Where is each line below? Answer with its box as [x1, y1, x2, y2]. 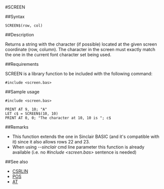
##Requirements [5, 61, 39, 67]
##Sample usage [5, 89, 40, 95]
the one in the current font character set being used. [5, 52, 112, 57]
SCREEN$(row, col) [5, 23, 43, 28]
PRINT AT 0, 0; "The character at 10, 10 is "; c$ [5, 115, 111, 120]
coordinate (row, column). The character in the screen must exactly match [5, 47, 156, 52]
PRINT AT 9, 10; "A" [5, 107, 48, 112]
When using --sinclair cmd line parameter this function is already [12, 144, 145, 150]
